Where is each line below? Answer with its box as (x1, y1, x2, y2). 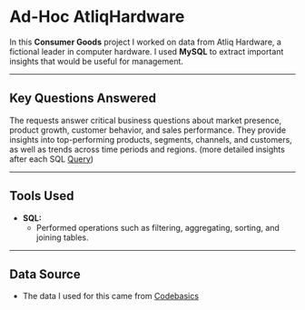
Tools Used (9, 188, 74, 204)
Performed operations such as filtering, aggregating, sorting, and (35, 222, 280, 233)
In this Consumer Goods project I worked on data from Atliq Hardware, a (9, 36, 281, 47)
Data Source (9, 266, 81, 282)
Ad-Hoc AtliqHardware (9, 6, 185, 27)
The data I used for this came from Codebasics (22, 291, 200, 302)
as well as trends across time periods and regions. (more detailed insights (9, 144, 286, 155)
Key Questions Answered (9, 91, 157, 106)
